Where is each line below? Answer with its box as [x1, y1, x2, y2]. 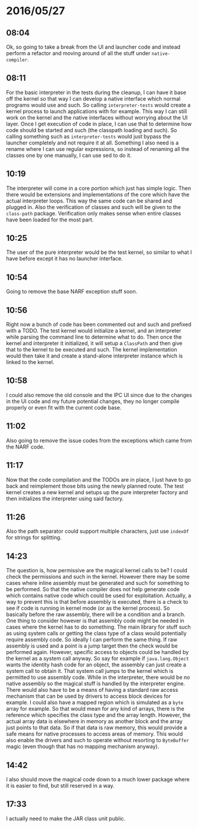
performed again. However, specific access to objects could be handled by [6, 649, 189, 656]
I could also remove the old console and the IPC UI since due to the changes [6, 391, 192, 398]
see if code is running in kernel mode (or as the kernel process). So [6, 605, 170, 612]
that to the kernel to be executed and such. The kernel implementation [6, 346, 177, 353]
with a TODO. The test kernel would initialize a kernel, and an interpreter [6, 327, 181, 334]
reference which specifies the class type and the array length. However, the [6, 711, 191, 719]
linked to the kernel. [6, 359, 54, 366]
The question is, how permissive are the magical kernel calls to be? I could [6, 567, 187, 574]
